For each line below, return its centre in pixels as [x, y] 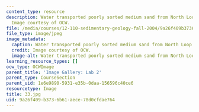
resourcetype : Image [32, 89]
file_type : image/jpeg [34, 34]
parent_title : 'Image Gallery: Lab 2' [54, 72]
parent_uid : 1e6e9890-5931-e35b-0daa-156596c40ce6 [70, 84]
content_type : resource [36, 12]
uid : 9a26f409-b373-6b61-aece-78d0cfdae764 [61, 100]
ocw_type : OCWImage [30, 67]
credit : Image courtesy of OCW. [52, 50]
